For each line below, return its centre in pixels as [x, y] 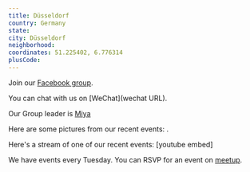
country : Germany [37, 23]
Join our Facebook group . [51, 82]
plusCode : [25, 61]
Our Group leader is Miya [50, 113]
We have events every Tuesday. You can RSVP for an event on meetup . [125, 159]
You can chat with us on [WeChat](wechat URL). [88, 98]
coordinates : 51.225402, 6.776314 [66, 53]
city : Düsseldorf [37, 38]
